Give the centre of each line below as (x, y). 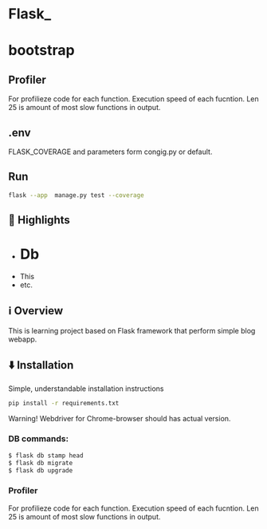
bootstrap (41, 51)
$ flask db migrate (41, 463)
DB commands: (39, 439)
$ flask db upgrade (41, 470)
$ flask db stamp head (46, 456)
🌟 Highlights (39, 220)
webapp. (23, 339)
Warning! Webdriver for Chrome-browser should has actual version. (120, 418)
